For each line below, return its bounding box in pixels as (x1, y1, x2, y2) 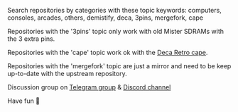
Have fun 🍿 (7, 97, 40, 105)
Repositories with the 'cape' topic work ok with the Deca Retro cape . (7, 49, 208, 56)
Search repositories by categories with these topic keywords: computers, (7, 6, 222, 14)
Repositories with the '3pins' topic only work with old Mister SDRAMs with (7, 27, 225, 35)
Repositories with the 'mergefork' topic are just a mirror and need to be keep (7, 62, 232, 70)
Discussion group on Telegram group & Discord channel (7, 83, 171, 91)
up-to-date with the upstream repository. (7, 70, 127, 77)
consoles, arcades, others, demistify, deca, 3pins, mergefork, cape (7, 13, 204, 22)
